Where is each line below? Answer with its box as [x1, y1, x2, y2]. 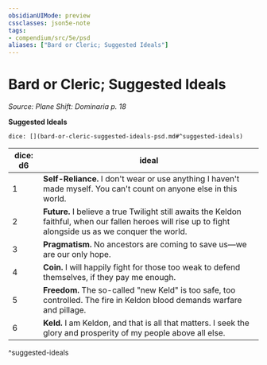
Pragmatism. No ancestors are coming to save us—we [42, 239, 248, 250]
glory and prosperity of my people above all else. [42, 328, 226, 339]
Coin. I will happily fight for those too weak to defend [42, 262, 241, 273]
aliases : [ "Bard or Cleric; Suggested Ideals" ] [8, 41, 169, 49]
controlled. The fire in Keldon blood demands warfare [42, 295, 242, 306]
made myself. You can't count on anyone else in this [42, 184, 238, 195]
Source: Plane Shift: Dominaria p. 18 [8, 102, 127, 111]
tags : [8, 26, 26, 34]
